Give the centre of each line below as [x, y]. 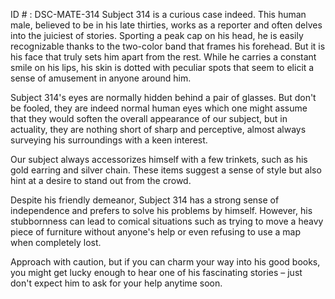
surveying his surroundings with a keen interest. [109, 140]
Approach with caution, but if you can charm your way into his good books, [165, 262]
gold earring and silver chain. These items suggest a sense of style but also [166, 170]
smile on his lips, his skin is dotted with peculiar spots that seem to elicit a [162, 67]
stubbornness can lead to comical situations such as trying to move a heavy [167, 221]
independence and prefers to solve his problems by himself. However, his [161, 210]
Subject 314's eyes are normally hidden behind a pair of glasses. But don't [163, 97]
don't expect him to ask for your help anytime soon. [116, 283]
